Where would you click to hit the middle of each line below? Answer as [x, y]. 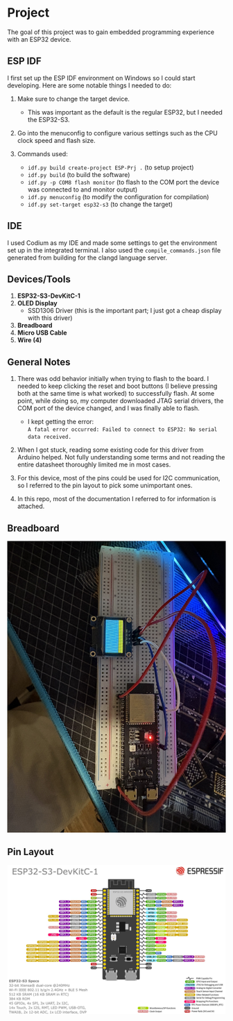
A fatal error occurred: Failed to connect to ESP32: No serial [122, 430]
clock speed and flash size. [56, 140]
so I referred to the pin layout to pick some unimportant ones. [105, 486]
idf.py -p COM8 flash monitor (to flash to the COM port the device [123, 182]
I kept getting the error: [61, 422]
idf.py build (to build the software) [79, 174]
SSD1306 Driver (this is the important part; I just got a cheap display [124, 311]
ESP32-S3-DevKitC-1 [49, 296]
